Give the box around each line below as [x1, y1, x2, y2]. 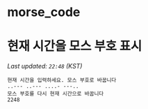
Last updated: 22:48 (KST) [7, 62, 83, 71]
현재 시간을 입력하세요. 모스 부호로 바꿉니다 [7, 77, 117, 84]
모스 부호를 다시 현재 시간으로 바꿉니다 [7, 90, 104, 98]
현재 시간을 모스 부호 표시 [7, 38, 142, 54]
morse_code [7, 4, 81, 20]
